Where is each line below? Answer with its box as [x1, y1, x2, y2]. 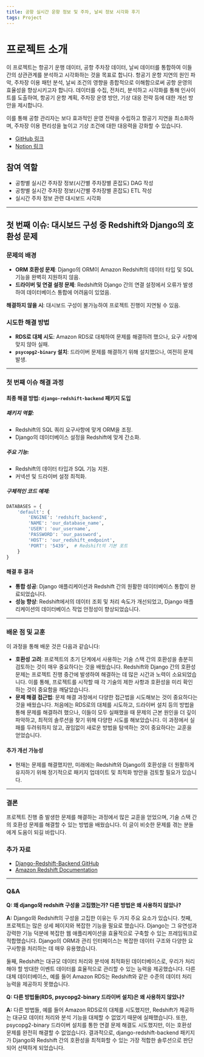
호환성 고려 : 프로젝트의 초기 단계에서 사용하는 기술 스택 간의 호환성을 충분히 [15, 655, 193, 662]
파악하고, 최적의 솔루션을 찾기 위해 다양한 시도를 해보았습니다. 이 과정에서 [15, 716, 189, 723]
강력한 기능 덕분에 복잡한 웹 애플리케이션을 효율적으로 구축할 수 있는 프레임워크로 [6, 930, 198, 937]
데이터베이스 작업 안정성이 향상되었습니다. [41, 605, 141, 613]
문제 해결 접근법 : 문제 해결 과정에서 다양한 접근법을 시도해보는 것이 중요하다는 [15, 693, 198, 701]
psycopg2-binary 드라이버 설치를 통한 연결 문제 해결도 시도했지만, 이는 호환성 [6, 1021, 192, 1028]
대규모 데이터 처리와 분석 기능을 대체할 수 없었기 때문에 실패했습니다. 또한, [12, 1014, 188, 1021]
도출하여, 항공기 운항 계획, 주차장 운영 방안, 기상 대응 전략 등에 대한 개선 [17, 94, 187, 101]
